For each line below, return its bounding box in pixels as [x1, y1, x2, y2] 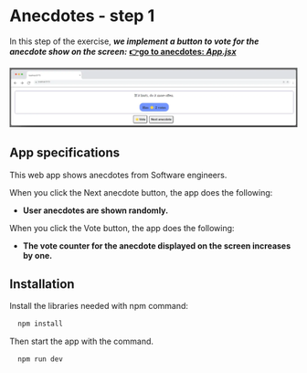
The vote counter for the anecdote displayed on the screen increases [22, 240, 291, 251]
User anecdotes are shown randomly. [22, 205, 169, 216]
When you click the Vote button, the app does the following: [9, 222, 235, 233]
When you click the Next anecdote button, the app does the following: [9, 186, 273, 197]
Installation [9, 276, 75, 292]
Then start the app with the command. [9, 336, 153, 347]
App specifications [9, 145, 121, 161]
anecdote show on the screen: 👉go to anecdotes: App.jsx [9, 46, 237, 57]
